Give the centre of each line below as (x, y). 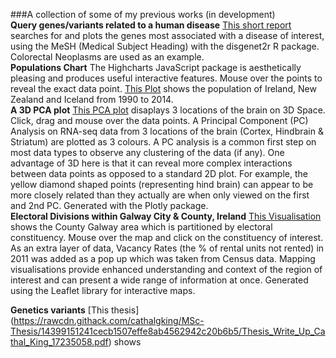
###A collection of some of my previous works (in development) (143, 14)
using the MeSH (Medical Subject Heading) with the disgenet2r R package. (165, 46)
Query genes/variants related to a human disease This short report (151, 25)
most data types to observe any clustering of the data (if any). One (147, 152)
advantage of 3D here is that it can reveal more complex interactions (151, 163)
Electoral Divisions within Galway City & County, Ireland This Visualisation (166, 216)
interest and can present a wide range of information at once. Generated (159, 280)
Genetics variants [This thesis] (75, 310)
